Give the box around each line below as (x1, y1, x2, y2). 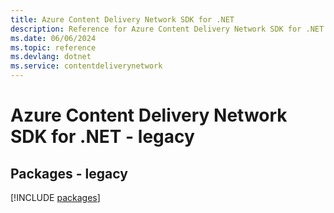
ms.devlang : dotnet (10, 52, 92, 62)
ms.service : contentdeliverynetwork (10, 61, 163, 71)
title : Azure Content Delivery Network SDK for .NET (10, 14, 235, 25)
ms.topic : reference (10, 42, 97, 53)
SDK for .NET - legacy (10, 126, 195, 148)
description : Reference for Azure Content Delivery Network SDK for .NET (10, 24, 325, 34)
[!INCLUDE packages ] (10, 192, 101, 203)
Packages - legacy (10, 165, 128, 182)
